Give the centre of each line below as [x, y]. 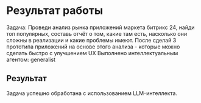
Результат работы [55, 11]
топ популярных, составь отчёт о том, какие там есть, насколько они [97, 33]
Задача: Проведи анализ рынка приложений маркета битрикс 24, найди [100, 27]
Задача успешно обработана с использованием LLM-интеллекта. [92, 93]
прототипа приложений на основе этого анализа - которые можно [93, 47]
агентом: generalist [31, 59]
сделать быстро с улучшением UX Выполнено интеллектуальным [92, 53]
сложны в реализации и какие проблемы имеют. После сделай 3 [91, 40]
